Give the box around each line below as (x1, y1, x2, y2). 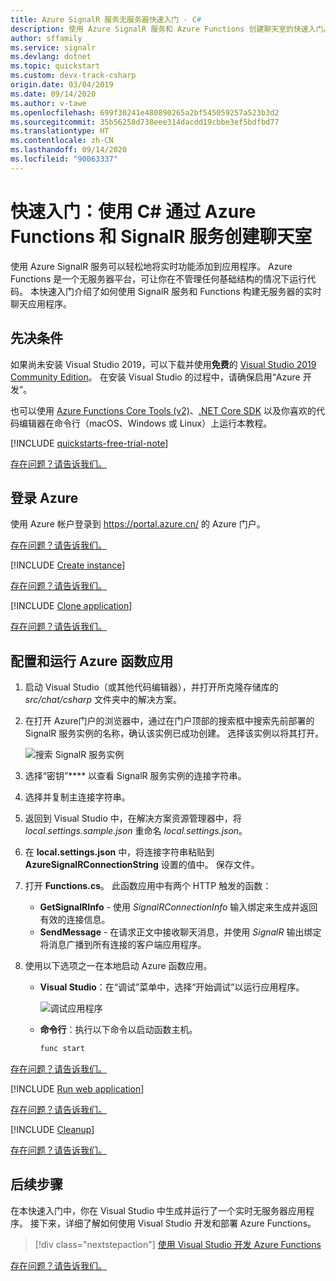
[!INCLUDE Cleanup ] (10, 1124, 95, 1135)
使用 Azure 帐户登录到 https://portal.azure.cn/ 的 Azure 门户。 (10, 518, 266, 530)
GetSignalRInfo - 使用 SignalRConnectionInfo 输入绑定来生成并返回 (39, 901, 318, 913)
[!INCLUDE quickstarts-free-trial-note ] (10, 437, 169, 449)
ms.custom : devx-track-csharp (10, 71, 137, 81)
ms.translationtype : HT (10, 126, 110, 136)
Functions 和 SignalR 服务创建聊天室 (10, 225, 313, 248)
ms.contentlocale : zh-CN (10, 136, 114, 146)
